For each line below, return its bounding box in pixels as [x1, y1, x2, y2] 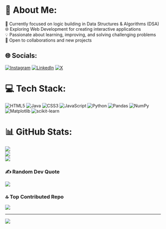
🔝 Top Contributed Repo [5, 193, 64, 200]
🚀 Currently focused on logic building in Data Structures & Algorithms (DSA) [5, 21, 160, 27]
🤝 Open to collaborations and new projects [5, 37, 92, 43]
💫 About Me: [5, 4, 57, 16]
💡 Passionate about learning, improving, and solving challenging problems [5, 32, 157, 38]
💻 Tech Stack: [5, 83, 66, 94]
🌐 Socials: [5, 51, 38, 60]
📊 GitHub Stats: [5, 126, 73, 137]
